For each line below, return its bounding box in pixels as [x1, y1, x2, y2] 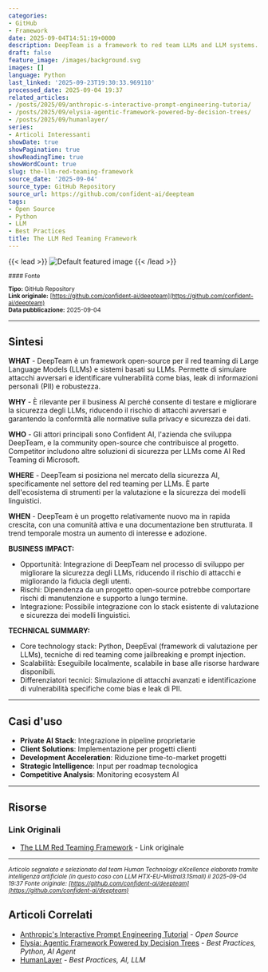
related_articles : [8, 94, 69, 102]
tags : [8, 197, 26, 205]
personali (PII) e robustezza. [8, 381, 101, 392]
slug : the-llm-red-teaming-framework [8, 168, 134, 176]
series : [8, 123, 34, 131]
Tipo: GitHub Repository [8, 285, 75, 293]
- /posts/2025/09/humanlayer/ [8, 116, 109, 124]
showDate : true [8, 137, 59, 146]
